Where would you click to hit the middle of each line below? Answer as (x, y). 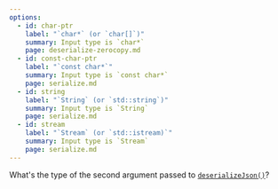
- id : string (41, 91)
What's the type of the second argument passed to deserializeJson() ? (139, 175)
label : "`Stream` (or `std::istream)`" (99, 133)
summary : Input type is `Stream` (87, 141)
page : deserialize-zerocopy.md (83, 51)
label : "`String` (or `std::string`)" (97, 100)
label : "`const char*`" (69, 67)
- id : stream (41, 125)
